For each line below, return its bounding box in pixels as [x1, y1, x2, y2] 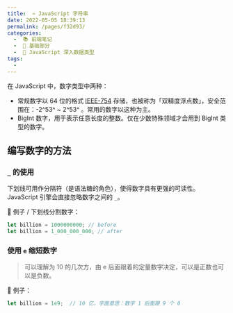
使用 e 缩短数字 [7, 246, 58, 255]
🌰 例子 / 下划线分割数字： [7, 208, 80, 216]
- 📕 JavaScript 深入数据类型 [13, 49, 95, 56]
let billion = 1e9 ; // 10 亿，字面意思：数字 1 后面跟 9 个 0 [7, 300, 181, 307]
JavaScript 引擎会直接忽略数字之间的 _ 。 [7, 193, 124, 201]
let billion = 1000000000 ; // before [7, 221, 117, 229]
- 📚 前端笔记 [13, 36, 53, 43]
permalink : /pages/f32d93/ [7, 23, 86, 30]
